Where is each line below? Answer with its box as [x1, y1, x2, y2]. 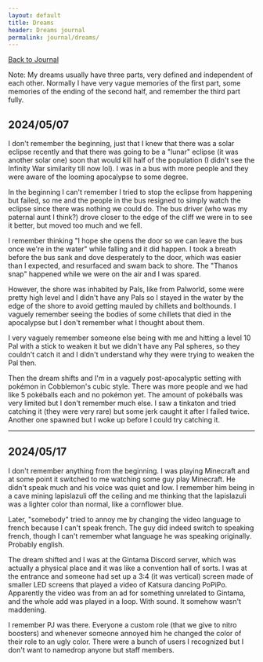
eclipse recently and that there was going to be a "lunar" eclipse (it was [8, 147, 239, 157]
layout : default [8, 11, 61, 20]
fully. [8, 95, 24, 104]
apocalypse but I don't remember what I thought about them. [8, 318, 205, 327]
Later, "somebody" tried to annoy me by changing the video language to [8, 514, 241, 524]
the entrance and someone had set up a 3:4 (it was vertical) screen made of [8, 571, 254, 581]
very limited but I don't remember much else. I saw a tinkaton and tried [8, 398, 236, 408]
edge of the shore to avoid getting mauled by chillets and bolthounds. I [8, 302, 236, 311]
